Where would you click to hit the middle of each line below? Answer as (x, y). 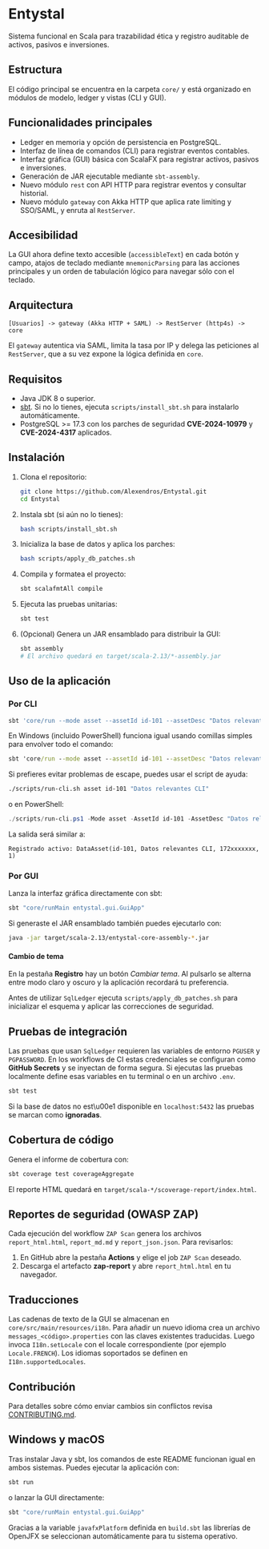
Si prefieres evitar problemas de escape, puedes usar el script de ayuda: (128, 774)
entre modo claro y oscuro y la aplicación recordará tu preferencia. (119, 982)
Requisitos (35, 379)
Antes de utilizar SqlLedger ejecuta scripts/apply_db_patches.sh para (123, 998)
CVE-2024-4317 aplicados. (66, 432)
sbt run (21, 1482)
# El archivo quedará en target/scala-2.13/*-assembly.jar (120, 656)
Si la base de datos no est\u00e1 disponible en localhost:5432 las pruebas (131, 1106)
